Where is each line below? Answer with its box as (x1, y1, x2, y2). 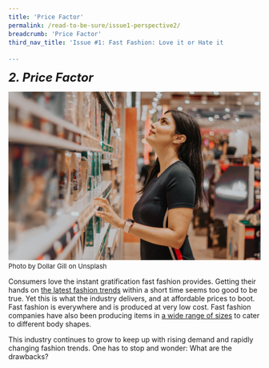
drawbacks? (8, 351, 49, 361)
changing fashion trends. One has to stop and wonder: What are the (8, 343, 232, 353)
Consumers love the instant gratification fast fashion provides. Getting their (8, 277, 256, 286)
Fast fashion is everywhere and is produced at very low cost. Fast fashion (8, 301, 251, 312)
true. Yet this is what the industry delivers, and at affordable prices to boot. (8, 293, 255, 303)
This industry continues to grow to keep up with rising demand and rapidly (8, 334, 254, 344)
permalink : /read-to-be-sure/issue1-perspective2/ (8, 21, 181, 30)
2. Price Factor (8, 70, 94, 86)
